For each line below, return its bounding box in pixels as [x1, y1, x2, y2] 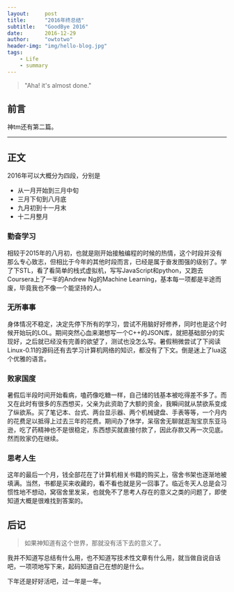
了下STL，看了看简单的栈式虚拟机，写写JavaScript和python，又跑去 [7, 266, 204, 274]
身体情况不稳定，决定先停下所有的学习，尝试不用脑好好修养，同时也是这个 [7, 320, 221, 328]
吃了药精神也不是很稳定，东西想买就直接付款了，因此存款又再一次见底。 [19, 426, 227, 434]
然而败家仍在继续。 [7, 435, 63, 443]
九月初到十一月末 [17, 203, 67, 212]
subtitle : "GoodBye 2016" [7, 23, 89, 30]
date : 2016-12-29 [7, 29, 77, 37]
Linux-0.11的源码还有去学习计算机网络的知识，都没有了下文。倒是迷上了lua [7, 345, 221, 354]
